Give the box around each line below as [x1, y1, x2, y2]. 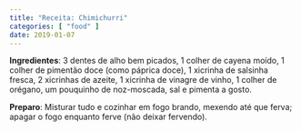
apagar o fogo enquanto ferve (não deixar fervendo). [9, 111, 207, 123]
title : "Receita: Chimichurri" [9, 13, 128, 23]
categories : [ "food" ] [9, 22, 100, 31]
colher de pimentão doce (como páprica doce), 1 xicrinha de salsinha [9, 65, 268, 76]
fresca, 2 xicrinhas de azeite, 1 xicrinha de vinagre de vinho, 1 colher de [9, 75, 277, 86]
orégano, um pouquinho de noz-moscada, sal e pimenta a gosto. [9, 84, 253, 96]
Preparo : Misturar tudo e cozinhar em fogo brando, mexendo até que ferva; [9, 102, 293, 113]
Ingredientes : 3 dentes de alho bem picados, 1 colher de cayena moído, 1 [9, 55, 285, 66]
